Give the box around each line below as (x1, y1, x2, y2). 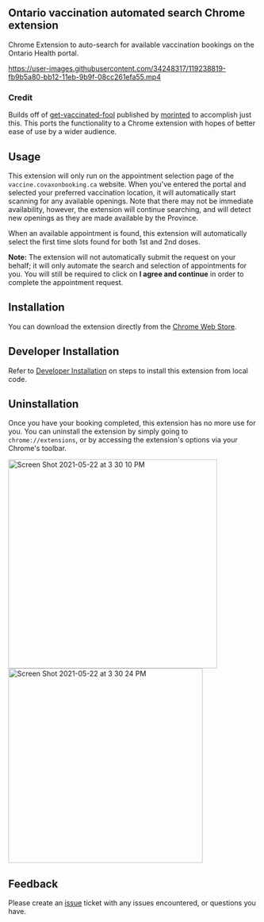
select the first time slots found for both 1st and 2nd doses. (8, 237, 201, 246)
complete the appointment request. (8, 277, 124, 287)
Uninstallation (8, 397, 79, 411)
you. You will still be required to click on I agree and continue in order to (8, 269, 244, 279)
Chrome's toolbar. (8, 444, 67, 453)
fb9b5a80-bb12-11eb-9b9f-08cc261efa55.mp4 (8, 71, 161, 82)
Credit (8, 91, 33, 102)
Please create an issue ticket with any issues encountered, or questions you (8, 898, 256, 908)
